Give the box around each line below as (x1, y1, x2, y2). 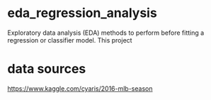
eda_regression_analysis (7, 5, 157, 21)
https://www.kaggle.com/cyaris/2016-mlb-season (7, 84, 153, 93)
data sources (7, 61, 86, 77)
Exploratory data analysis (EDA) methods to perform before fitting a (7, 28, 205, 37)
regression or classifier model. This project (7, 35, 132, 44)
